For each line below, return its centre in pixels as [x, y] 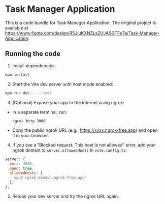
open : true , [22, 169]
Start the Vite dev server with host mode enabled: [63, 84]
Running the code [33, 54]
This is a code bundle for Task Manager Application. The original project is [81, 23]
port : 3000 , [22, 164]
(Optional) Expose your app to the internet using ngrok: [68, 102]
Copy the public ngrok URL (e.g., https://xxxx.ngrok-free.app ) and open [85, 130]
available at [17, 28]
